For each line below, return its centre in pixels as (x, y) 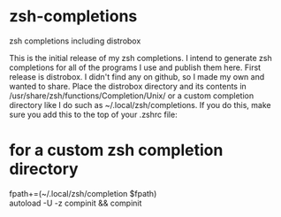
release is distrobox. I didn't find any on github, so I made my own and (137, 76)
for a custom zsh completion (116, 150)
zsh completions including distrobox (75, 41)
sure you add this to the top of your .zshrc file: (94, 114)
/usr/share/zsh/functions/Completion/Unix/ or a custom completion (132, 96)
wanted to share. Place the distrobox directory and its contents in (128, 86)
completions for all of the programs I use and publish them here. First (135, 67)
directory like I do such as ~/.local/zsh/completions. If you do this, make (140, 105)
